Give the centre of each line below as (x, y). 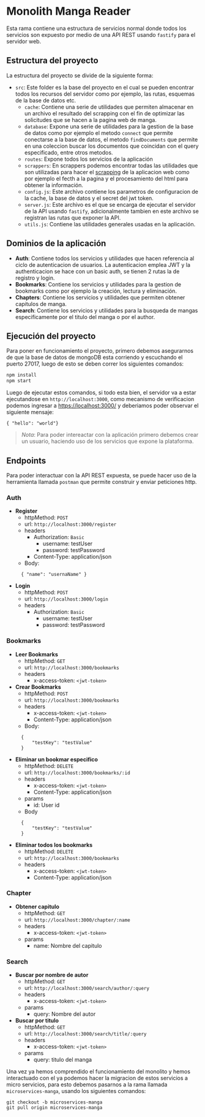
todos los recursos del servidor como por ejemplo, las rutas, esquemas (105, 94)
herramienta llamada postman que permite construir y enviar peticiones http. (102, 482)
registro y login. (35, 278)
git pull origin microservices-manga (54, 1108)
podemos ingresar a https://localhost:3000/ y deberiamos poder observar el (102, 405)
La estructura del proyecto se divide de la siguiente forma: (80, 75)
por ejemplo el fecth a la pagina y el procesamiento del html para (106, 178)
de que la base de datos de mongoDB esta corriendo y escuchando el (95, 358)
